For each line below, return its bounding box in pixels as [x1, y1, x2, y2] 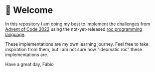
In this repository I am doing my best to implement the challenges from [5, 21, 151, 27]
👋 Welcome [5, 4, 53, 16]
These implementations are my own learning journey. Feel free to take [5, 41, 149, 47]
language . [5, 31, 26, 37]
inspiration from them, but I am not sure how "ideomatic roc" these [5, 46, 143, 52]
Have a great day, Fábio [5, 61, 54, 67]
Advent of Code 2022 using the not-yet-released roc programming [5, 26, 143, 32]
